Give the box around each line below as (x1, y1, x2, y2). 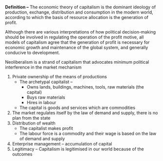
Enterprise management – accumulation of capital (12, 141, 112, 146)
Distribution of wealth (12, 120, 56, 126)
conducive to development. (5, 50, 60, 55)
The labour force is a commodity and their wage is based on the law (19, 131, 157, 136)
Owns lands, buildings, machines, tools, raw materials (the (26, 84, 144, 89)
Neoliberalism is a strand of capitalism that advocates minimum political (5, 59, 149, 65)
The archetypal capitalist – (19, 79, 73, 85)
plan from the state (12, 115, 51, 121)
